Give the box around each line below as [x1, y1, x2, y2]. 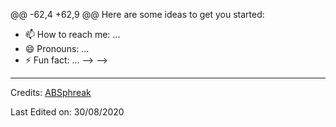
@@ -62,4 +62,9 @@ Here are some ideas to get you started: [10, 9, 265, 20]
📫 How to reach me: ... [24, 29, 121, 40]
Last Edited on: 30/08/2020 [10, 106, 125, 118]
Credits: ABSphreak [10, 87, 92, 98]
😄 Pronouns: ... [24, 43, 90, 54]
